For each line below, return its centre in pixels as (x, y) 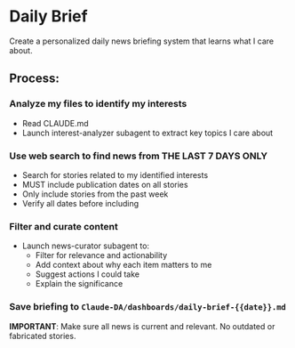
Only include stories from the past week (95, 194)
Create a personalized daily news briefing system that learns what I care (141, 41)
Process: (34, 79)
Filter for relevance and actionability (101, 255)
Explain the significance (79, 284)
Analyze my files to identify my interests (98, 104)
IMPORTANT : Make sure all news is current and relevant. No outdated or (142, 326)
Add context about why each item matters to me (124, 265)
